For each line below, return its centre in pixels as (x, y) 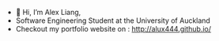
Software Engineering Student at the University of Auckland (113, 20)
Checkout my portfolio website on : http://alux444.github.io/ (113, 29)
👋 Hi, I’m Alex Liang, (48, 12)
